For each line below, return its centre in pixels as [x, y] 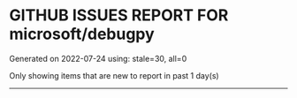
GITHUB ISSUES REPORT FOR [119, 15]
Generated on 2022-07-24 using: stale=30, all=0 [98, 58]
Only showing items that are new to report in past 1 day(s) [114, 75]
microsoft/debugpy [82, 34]
